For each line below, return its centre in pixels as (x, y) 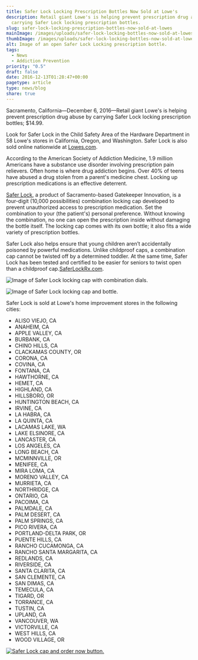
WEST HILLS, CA (35, 633)
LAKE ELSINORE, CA (39, 433)
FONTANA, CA (32, 370)
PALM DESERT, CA (37, 514)
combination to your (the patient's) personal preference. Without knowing (95, 213)
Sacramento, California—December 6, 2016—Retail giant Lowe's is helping (97, 110)
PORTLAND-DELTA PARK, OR (50, 533)
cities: (13, 309)
